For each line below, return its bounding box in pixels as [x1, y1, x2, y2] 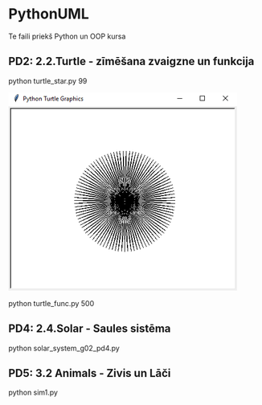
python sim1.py [8, 387, 59, 398]
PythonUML [8, 5, 90, 23]
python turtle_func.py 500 [8, 298, 95, 308]
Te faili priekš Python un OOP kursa [8, 31, 126, 41]
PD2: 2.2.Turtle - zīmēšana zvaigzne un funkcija [8, 55, 255, 68]
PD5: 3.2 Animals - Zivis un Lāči [8, 366, 171, 380]
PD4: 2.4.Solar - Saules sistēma [8, 322, 171, 336]
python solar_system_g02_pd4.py [8, 343, 121, 353]
